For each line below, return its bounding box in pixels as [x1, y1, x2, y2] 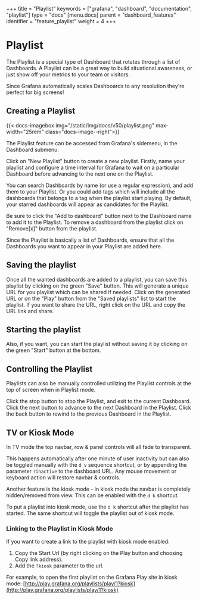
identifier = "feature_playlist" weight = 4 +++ [6, 18, 116, 24]
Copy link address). [14, 556, 63, 563]
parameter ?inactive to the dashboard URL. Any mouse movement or [6, 467, 177, 475]
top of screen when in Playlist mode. [6, 386, 96, 394]
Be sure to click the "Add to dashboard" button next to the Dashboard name [6, 212, 192, 219]
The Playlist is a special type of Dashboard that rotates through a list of [6, 58, 181, 65]
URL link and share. [6, 307, 54, 314]
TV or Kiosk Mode [6, 428, 74, 438]
